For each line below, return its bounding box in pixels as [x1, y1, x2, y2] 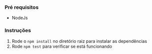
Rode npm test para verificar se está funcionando [11, 43, 113, 49]
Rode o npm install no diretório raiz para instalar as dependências [11, 38, 147, 44]
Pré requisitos [4, 4, 39, 11]
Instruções [4, 27, 31, 34]
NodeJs [11, 15, 28, 21]
